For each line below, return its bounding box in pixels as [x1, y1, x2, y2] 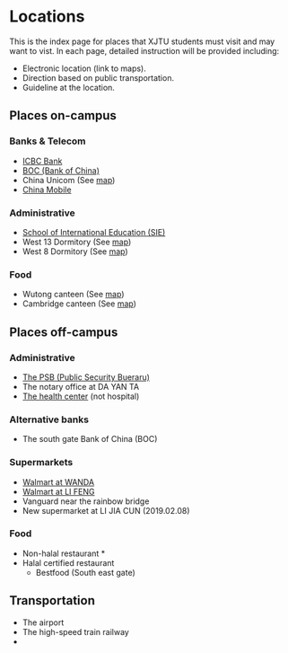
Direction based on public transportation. [22, 72, 175, 83]
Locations [9, 6, 85, 27]
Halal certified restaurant [22, 557, 115, 568]
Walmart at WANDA [22, 476, 95, 487]
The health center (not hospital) [22, 391, 140, 402]
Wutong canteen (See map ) [22, 289, 125, 300]
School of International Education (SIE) [22, 226, 166, 237]
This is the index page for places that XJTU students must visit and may [9, 36, 275, 47]
